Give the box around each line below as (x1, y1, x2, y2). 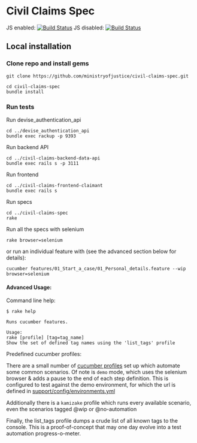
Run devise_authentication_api (6, 116, 81, 123)
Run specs (6, 198, 33, 205)
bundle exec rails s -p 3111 (6, 160, 79, 166)
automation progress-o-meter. (6, 430, 81, 437)
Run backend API (6, 143, 49, 150)
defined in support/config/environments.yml (6, 388, 116, 395)
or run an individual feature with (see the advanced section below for (6, 248, 177, 255)
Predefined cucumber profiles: (6, 351, 82, 358)
